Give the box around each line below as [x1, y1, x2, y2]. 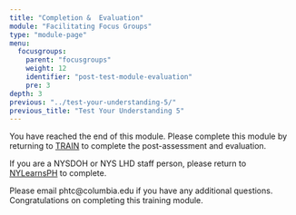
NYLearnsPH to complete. [9, 168, 107, 179]
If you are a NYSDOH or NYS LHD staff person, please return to [9, 158, 247, 169]
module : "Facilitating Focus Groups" [9, 22, 153, 31]
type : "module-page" [9, 30, 88, 39]
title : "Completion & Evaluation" [9, 13, 144, 23]
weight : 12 [25, 64, 67, 73]
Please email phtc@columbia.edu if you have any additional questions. [9, 185, 273, 196]
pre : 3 [25, 81, 51, 90]
